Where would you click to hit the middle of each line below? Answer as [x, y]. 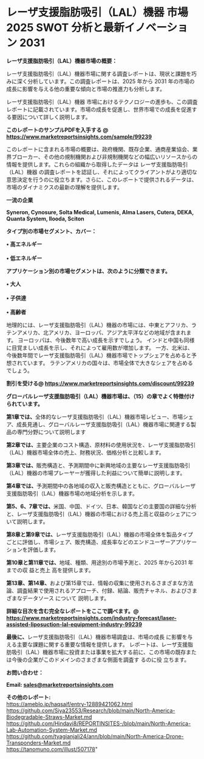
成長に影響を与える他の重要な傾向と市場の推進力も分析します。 [86, 89]
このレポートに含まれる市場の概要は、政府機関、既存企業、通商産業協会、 [99, 149]
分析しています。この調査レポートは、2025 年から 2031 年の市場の [111, 81]
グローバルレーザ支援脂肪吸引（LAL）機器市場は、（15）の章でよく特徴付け [100, 396]
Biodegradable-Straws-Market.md [49, 716]
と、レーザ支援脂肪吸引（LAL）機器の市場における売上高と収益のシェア [96, 514]
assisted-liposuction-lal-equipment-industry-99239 [74, 624]
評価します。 [43, 550]
